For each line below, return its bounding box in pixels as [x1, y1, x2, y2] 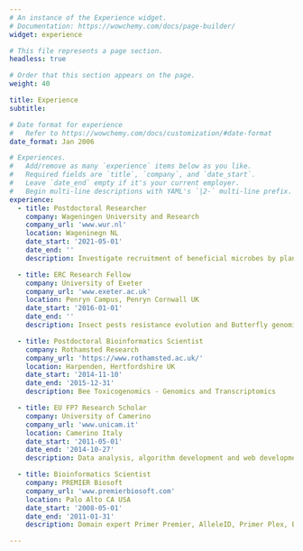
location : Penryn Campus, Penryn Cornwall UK [25, 295, 200, 305]
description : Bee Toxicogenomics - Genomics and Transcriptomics [25, 387, 277, 397]
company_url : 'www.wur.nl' [25, 220, 127, 230]
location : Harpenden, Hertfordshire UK [25, 362, 176, 371]
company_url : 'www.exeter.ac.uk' [25, 287, 151, 296]
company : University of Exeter [25, 279, 143, 288]
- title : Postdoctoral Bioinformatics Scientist [17, 336, 204, 345]
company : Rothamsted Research [25, 344, 140, 354]
